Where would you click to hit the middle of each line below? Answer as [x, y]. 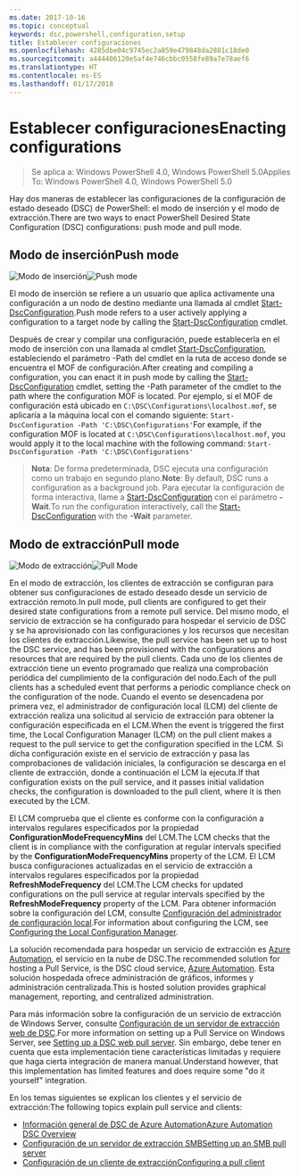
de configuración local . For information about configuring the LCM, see [139, 923]
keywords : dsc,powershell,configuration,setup [97, 34]
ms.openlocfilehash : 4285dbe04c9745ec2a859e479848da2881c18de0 [129, 51]
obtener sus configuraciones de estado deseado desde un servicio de [138, 592]
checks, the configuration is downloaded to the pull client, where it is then [145, 791]
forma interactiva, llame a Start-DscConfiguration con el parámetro [154, 497]
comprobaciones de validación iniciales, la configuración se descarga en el [147, 763]
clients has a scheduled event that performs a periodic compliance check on [150, 687]
